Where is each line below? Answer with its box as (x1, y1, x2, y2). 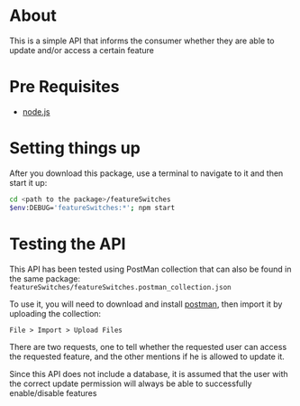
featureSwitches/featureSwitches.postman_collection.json (9, 282, 232, 291)
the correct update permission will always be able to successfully (9, 378, 252, 389)
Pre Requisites (9, 77, 120, 97)
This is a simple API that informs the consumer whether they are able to (9, 35, 275, 46)
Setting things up (9, 138, 141, 159)
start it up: (9, 177, 48, 188)
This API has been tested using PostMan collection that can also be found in (9, 263, 292, 274)
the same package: (9, 272, 81, 284)
